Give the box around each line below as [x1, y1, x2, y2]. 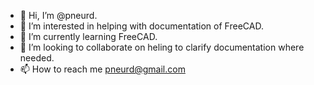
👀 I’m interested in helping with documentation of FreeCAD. [19, 20, 264, 32]
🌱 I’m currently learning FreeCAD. [19, 31, 158, 42]
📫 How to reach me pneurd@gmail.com [19, 63, 186, 75]
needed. [19, 52, 55, 64]
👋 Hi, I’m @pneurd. [19, 10, 98, 21]
